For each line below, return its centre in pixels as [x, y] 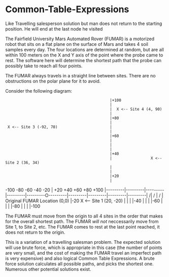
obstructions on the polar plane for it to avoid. [53, 81]
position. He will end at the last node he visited [54, 29]
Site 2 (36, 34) [22, 162]
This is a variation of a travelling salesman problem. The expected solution [83, 242]
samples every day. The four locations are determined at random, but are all [84, 49]
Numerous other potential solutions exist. [48, 269]
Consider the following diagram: [39, 91]
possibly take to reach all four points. [44, 66]
